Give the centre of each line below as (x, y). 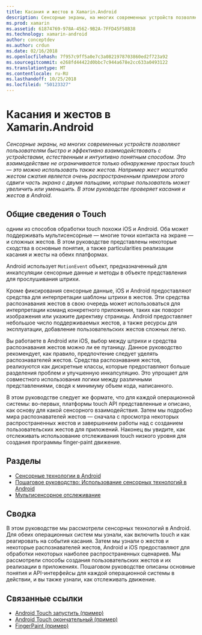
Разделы (24, 461)
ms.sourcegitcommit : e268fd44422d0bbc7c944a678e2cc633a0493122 (87, 62)
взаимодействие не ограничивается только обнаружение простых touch (101, 163)
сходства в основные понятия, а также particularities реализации (90, 248)
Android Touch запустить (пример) (59, 613)
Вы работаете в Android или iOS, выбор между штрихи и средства (92, 341)
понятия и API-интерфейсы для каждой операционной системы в (90, 573)
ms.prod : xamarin (28, 23)
